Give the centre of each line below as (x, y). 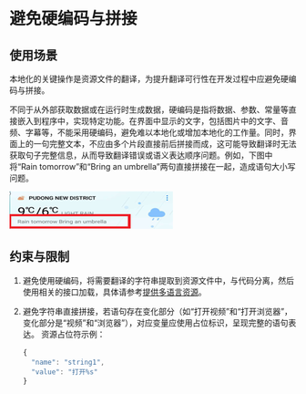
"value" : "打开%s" (65, 372)
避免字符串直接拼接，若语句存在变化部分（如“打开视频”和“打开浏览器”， (158, 311)
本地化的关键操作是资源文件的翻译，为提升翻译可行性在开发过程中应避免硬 (149, 79)
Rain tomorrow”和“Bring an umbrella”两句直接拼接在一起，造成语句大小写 (158, 166)
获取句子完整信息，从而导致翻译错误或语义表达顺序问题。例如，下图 (137, 155)
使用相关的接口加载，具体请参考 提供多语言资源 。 (114, 292)
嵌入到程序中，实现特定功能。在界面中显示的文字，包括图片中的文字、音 (153, 121)
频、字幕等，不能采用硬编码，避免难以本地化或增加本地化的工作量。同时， (149, 132)
